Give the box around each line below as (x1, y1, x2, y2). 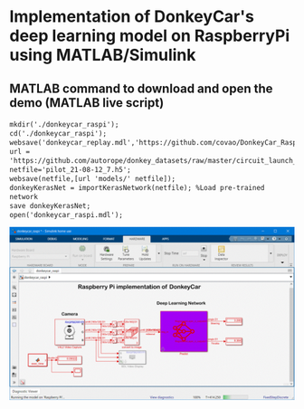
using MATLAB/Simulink (9, 45, 196, 65)
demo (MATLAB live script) (9, 95, 165, 110)
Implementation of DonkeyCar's (9, 6, 255, 27)
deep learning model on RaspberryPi (9, 25, 290, 46)
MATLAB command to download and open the (9, 81, 273, 96)
